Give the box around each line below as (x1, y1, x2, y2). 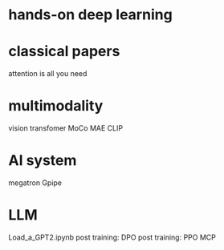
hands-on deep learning (8, 6, 173, 24)
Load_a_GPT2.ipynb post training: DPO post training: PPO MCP (8, 232, 217, 242)
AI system (8, 151, 77, 170)
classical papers (8, 42, 120, 61)
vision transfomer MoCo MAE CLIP (8, 123, 123, 133)
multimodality (8, 97, 104, 115)
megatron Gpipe (8, 178, 63, 187)
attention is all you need (8, 69, 88, 79)
